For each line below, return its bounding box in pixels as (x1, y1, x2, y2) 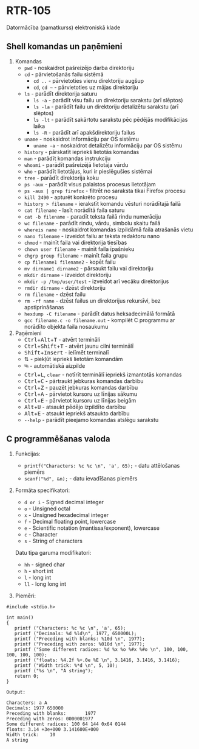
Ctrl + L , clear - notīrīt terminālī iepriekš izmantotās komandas (24, 371, 182, 378)
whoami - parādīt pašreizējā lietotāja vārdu (24, 161, 129, 168)
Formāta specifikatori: (15, 487, 70, 494)
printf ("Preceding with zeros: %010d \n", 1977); (14, 641, 146, 647)
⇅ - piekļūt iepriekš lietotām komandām (24, 355, 123, 362)
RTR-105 (6, 4, 51, 18)
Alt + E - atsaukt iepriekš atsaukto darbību (24, 409, 130, 417)
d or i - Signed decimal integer (24, 498, 104, 505)
